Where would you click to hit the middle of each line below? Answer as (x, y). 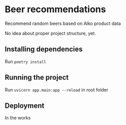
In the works (18, 118)
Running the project (37, 77)
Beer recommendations (55, 9)
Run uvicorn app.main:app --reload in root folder (57, 89)
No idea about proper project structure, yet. (50, 33)
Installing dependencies (44, 49)
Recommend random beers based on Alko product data (63, 23)
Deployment (25, 105)
